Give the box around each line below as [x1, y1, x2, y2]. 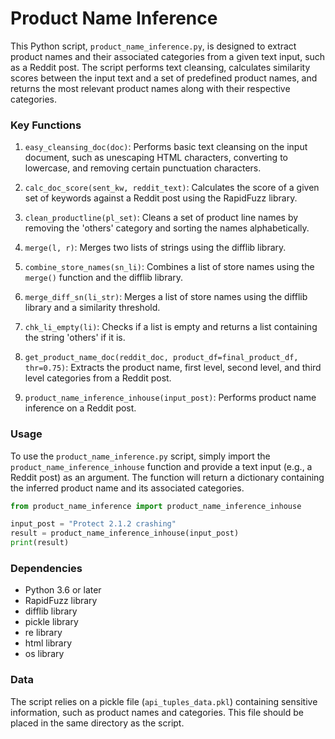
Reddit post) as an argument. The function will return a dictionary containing [10, 471, 325, 483]
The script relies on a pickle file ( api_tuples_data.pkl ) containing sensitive [10, 695, 318, 707]
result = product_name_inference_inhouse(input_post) [10, 528, 240, 539]
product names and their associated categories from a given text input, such [10, 50, 326, 62]
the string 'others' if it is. [24, 332, 126, 344]
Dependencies [10, 561, 83, 575]
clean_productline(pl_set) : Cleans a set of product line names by [24, 212, 299, 224]
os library [24, 648, 65, 660]
